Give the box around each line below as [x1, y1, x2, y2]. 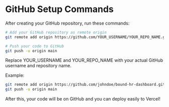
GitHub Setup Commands [5, 4, 114, 15]
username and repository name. [5, 63, 72, 69]
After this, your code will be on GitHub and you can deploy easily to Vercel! [5, 96, 161, 102]
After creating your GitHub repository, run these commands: [5, 20, 130, 26]
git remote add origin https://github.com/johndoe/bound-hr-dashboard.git [5, 82, 165, 87]
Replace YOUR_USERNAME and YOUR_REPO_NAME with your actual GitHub [5, 57, 163, 63]
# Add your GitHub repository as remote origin [5, 30, 107, 35]
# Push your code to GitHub [5, 44, 64, 49]
